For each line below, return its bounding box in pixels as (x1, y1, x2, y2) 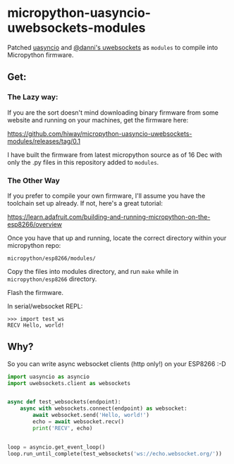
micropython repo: (7, 241, 61, 249)
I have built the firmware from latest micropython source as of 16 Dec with (7, 150, 223, 159)
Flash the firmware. (7, 288, 63, 296)
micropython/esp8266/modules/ (7, 255, 97, 262)
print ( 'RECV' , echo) (32, 425, 93, 432)
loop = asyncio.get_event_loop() (7, 444, 106, 451)
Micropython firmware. (7, 51, 74, 59)
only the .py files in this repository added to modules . (7, 158, 159, 166)
